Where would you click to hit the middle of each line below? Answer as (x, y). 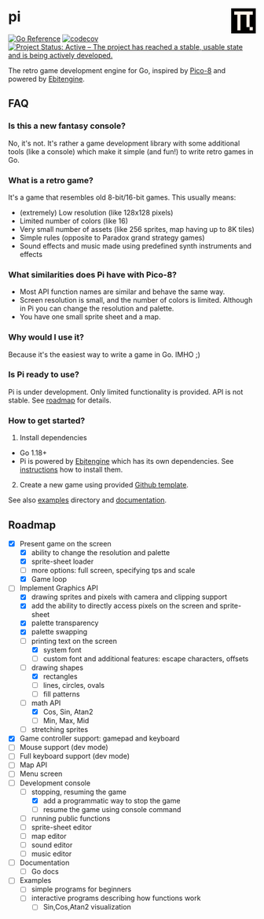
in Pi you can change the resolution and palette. (97, 309)
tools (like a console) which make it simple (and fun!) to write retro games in (131, 151)
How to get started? (47, 421)
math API (46, 703)
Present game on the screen (65, 543)
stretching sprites (60, 730)
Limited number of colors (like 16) (73, 221)
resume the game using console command (112, 809)
